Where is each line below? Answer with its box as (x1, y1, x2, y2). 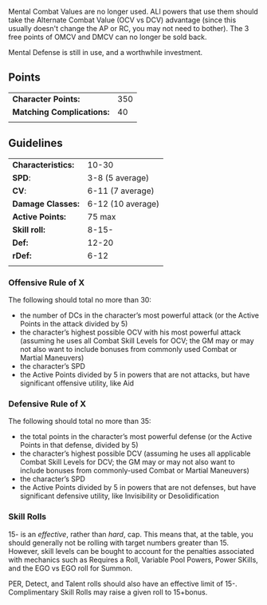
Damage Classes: (12, 198, 80, 209)
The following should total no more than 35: (8, 417, 151, 426)
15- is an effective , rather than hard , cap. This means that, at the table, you (8, 529, 253, 539)
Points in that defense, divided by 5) (19, 441, 139, 450)
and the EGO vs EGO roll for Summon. (8, 563, 133, 573)
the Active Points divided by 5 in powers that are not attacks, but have (19, 370, 250, 379)
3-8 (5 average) (87, 172, 150, 183)
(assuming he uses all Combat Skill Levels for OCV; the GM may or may (19, 335, 254, 346)
